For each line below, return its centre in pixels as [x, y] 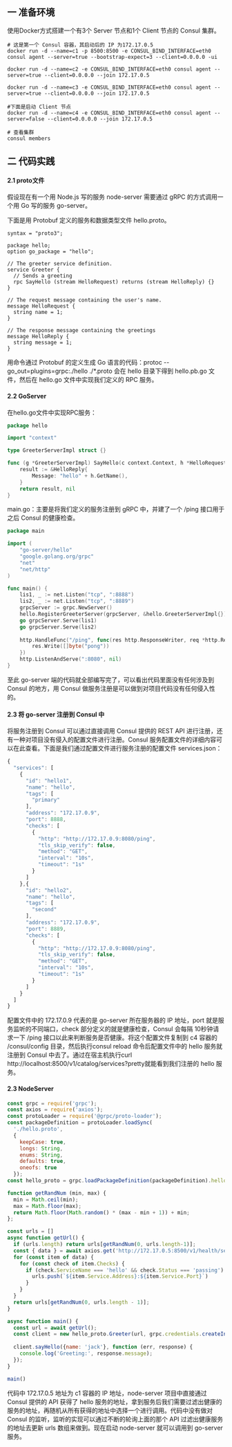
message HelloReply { [38, 337]
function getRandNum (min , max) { [57, 1193]
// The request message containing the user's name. [85, 300]
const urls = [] [30, 1231]
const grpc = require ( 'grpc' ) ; [52, 1103]
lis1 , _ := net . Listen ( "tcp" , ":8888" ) [77, 595]
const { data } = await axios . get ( [65, 1251]
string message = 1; [43, 343]
